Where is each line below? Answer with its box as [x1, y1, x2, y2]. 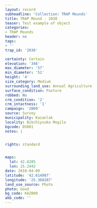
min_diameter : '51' [5, 70, 45, 75]
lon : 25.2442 [9, 164, 36, 169]
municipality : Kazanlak [5, 115, 53, 120]
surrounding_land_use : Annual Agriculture [5, 84, 92, 88]
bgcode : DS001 [5, 124, 34, 129]
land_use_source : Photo [5, 182, 53, 187]
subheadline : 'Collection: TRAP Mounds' [5, 12, 88, 17]
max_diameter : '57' [5, 66, 45, 70]
